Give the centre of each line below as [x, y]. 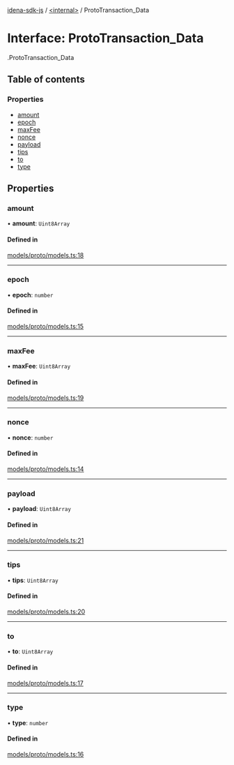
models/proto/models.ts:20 [46, 612]
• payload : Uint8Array [39, 509]
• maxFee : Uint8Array [39, 366]
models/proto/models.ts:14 [46, 469]
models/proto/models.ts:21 [46, 540]
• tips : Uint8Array [33, 580]
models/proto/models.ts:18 [46, 255]
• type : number [28, 722]
